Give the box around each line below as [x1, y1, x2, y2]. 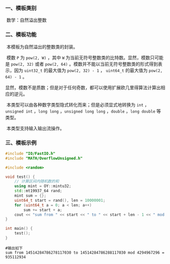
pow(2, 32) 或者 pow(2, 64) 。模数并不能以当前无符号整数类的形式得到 [11, 61, 158, 67]
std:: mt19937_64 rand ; [14, 189, 62, 194]
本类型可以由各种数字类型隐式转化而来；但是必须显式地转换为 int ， [6, 101, 150, 108]
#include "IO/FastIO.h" [5, 151, 56, 156]
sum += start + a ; [23, 207, 62, 213]
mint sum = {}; [14, 193, 47, 198]
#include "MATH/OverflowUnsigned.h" [5, 155, 83, 161]
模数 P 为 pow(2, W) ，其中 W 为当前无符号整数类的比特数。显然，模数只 [6, 55, 155, 61]
